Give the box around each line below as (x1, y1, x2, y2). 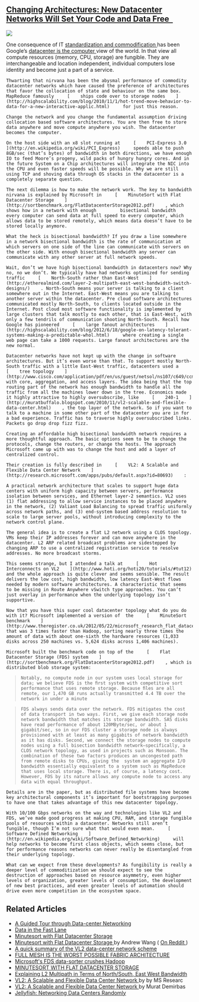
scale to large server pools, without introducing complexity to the (6, 513, 182, 520)
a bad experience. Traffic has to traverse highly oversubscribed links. (6, 415, 192, 421)
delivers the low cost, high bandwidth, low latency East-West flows (6, 576, 182, 582)
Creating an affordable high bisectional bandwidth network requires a (6, 430, 187, 437)
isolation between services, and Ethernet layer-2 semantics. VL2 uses (6, 493, 187, 499)
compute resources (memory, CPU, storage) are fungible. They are (6, 53, 169, 61)
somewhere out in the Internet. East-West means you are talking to (6, 290, 179, 296)
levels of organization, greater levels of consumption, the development (6, 877, 192, 883)
